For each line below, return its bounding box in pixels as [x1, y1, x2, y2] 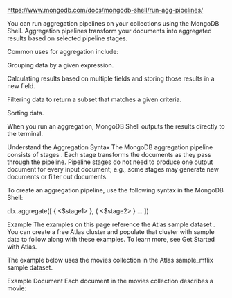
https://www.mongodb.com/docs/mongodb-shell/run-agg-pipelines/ [7, 6, 204, 14]
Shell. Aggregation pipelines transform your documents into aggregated [7, 27, 213, 35]
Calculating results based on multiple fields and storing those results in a [7, 74, 215, 83]
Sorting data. [7, 109, 44, 117]
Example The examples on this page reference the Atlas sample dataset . [7, 220, 215, 229]
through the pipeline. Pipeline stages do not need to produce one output [7, 158, 213, 166]
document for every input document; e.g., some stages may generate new [7, 165, 220, 173]
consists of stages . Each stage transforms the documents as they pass [7, 151, 211, 158]
